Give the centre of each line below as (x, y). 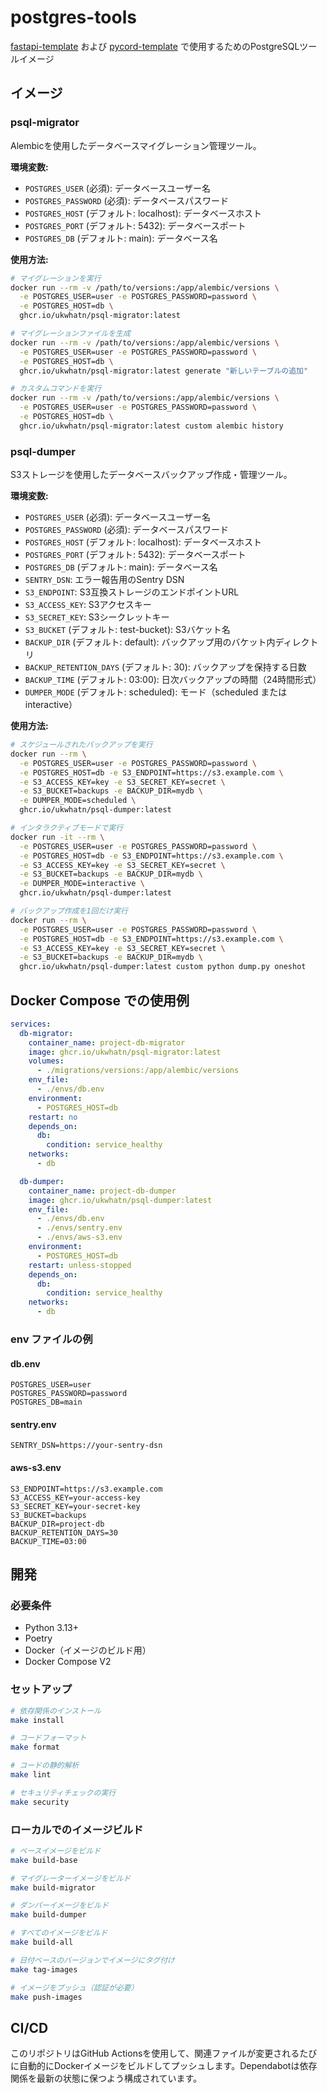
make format (35, 1747)
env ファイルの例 (51, 1339)
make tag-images (44, 1969)
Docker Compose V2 (68, 1662)
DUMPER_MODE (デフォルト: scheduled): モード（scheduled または (156, 692)
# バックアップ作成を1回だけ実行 (69, 911)
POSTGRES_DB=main (46, 1402)
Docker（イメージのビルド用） (88, 1650)
